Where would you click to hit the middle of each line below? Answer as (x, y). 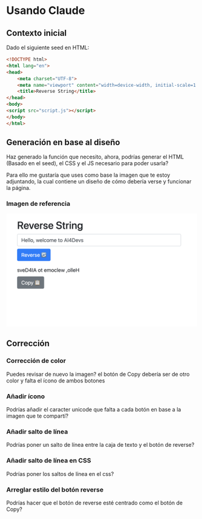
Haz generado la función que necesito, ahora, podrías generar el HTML (95, 157)
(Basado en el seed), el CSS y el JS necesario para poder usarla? (87, 163)
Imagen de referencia (38, 204)
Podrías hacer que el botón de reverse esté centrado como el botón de (95, 503)
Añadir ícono (26, 396)
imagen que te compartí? (37, 416)
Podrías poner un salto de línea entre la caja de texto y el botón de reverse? (100, 445)
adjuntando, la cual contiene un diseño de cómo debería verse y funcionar (99, 181)
